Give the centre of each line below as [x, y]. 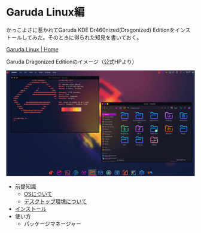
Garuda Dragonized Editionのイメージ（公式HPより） [72, 62]
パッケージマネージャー [53, 224]
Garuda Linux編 [45, 12]
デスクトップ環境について [55, 201]
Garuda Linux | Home [32, 49]
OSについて [38, 194]
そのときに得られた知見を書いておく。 [95, 37]
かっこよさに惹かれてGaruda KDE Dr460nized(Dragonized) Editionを [91, 30]
